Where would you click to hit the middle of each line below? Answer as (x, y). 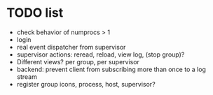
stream (27, 76)
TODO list (35, 13)
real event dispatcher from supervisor (71, 47)
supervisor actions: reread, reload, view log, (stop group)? (101, 54)
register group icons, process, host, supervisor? (86, 84)
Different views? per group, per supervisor (78, 61)
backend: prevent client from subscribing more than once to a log (111, 69)
